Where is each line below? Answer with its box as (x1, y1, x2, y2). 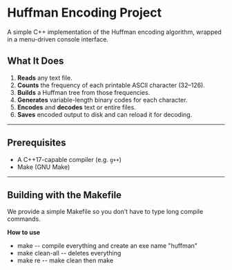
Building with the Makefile (7, 189, 122, 201)
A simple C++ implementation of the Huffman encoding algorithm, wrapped (7, 28, 222, 36)
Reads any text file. (17, 73, 72, 82)
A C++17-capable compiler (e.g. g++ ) (17, 155, 122, 163)
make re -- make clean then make (17, 256, 114, 264)
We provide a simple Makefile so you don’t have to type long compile (7, 208, 204, 216)
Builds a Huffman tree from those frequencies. (17, 88, 151, 96)
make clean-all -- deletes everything (17, 249, 122, 258)
